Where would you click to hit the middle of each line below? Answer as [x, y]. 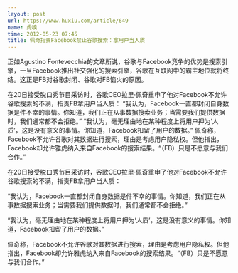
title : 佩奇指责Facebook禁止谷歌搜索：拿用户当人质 [76, 41]
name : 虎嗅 [22, 27]
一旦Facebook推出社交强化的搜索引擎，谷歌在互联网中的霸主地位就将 [121, 71]
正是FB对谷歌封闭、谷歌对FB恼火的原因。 [87, 80]
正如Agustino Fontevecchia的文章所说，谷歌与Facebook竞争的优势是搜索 [114, 62]
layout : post [27, 14]
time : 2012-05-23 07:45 [43, 34]
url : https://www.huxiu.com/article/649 [68, 21]
